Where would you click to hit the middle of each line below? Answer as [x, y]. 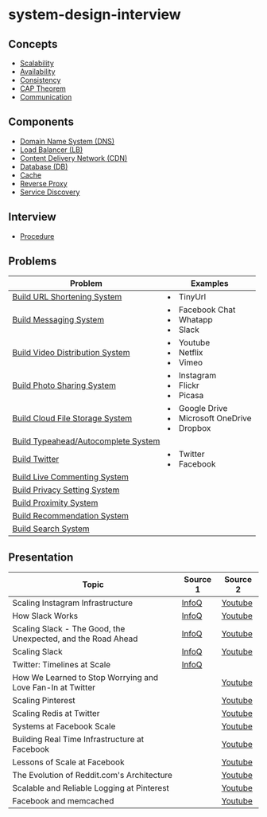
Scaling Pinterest [44, 701]
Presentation [41, 557]
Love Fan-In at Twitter [54, 688]
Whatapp [195, 320]
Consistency [40, 80]
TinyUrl [192, 297]
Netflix [191, 353]
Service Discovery [50, 192]
